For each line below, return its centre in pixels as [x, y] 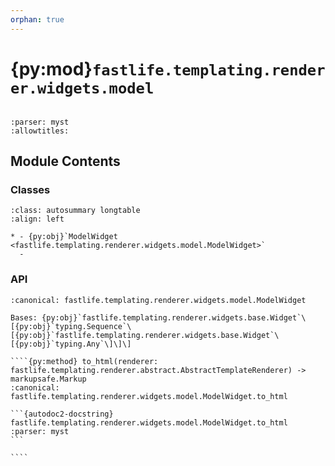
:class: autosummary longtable [75, 211]
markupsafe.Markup [48, 379]
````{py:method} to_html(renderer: [84, 361]
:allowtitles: [40, 131]
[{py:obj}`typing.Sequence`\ [71, 326]
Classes [30, 189]
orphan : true [37, 19]
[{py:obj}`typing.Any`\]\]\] [71, 344]
